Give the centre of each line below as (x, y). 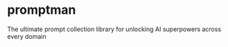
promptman (42, 10)
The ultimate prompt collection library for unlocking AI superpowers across (114, 29)
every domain (27, 36)
